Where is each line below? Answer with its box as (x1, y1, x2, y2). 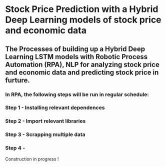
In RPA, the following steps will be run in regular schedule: (5, 91, 149, 98)
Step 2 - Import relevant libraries (5, 117, 86, 124)
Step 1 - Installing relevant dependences (5, 104, 105, 111)
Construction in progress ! (5, 156, 59, 162)
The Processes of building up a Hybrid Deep (5, 44, 145, 53)
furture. (5, 76, 30, 84)
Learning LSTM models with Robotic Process (5, 52, 148, 61)
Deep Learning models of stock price (5, 14, 161, 25)
